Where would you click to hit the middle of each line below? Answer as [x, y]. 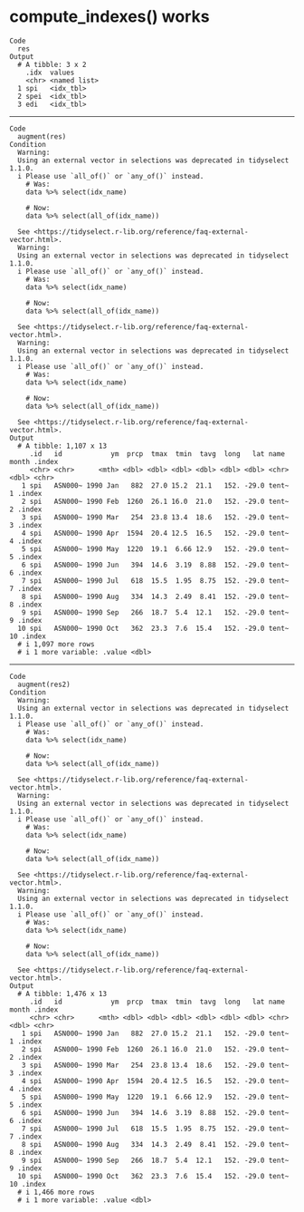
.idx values [50, 73]
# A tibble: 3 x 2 [52, 64]
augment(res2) [44, 684]
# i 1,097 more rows [56, 644]
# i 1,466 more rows [56, 1192]
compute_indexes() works [109, 17]
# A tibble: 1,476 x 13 [62, 994]
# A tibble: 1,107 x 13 [62, 446]
